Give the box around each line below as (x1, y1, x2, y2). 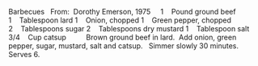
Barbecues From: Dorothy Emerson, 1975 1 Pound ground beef (8, 7, 236, 16)
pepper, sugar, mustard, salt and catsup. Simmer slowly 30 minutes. (8, 41, 239, 51)
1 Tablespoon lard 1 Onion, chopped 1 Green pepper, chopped (8, 15, 232, 25)
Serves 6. (8, 50, 40, 59)
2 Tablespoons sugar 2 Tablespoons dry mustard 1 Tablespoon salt (8, 24, 250, 33)
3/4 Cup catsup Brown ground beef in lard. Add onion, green (8, 32, 237, 42)
